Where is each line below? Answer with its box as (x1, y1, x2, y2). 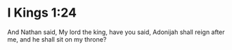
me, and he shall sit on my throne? (7, 35, 107, 43)
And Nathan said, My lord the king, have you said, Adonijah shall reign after (7, 28, 225, 36)
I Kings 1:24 (7, 5, 77, 21)
